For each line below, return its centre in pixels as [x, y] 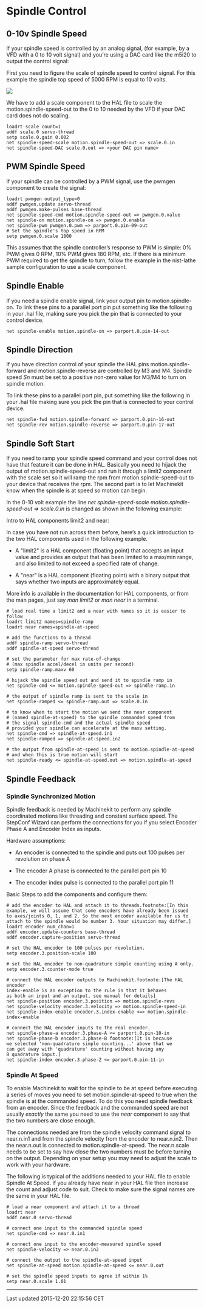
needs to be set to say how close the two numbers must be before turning [99, 1152]
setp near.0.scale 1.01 [36, 1282]
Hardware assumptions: [36, 840]
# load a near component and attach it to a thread [73, 1207]
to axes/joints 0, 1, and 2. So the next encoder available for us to [97, 916]
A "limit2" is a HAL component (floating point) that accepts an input [99, 551]
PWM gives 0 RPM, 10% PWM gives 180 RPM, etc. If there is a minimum [96, 254]
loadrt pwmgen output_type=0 [43, 199]
